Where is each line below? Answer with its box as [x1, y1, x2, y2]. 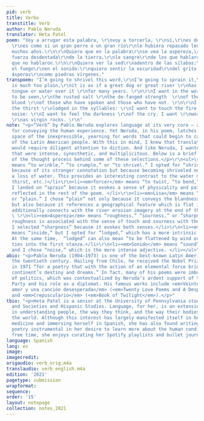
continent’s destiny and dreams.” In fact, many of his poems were [12, 269, 186, 276]
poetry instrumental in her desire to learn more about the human [12, 326, 183, 332]
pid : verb [6, 9, 32, 15]
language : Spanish [6, 338, 53, 344]
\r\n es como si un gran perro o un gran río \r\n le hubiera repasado [12, 43, 189, 49]
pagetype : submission [6, 377, 61, 383]
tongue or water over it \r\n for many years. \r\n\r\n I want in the [12, 88, 189, 94]
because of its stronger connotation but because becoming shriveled [12, 168, 191, 174]
